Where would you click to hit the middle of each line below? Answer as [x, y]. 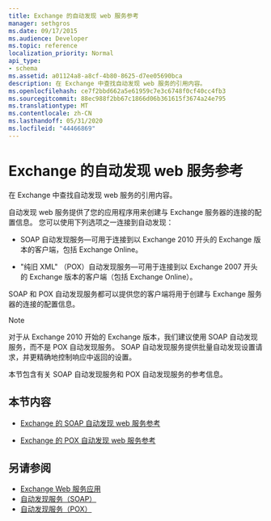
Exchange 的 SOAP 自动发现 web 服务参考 [90, 423]
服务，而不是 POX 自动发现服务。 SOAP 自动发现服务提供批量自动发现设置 [132, 347]
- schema [23, 69]
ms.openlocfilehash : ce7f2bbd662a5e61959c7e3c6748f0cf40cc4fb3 [117, 91]
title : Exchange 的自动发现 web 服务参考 [74, 16]
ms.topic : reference [43, 46]
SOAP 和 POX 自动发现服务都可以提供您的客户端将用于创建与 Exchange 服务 [135, 294]
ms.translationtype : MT [49, 106]
